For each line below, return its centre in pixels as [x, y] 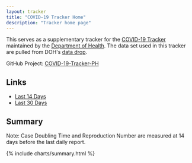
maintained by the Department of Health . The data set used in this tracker [96, 46]
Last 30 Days [31, 103]
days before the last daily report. [46, 142]
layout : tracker [26, 12]
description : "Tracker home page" [49, 23]
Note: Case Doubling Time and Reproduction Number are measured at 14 [95, 136]
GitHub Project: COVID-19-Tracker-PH [52, 63]
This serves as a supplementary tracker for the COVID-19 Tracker [86, 40]
